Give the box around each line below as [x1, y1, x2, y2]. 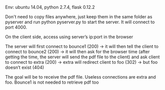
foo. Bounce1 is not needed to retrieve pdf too [5, 79, 99, 85]
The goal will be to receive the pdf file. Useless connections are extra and [5, 74, 156, 80]
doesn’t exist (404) [5, 64, 44, 70]
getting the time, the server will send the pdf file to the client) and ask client [5, 54, 160, 60]
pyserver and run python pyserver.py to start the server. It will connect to [5, 19, 155, 25]
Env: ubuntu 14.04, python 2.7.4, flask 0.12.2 [5, 4, 95, 10]
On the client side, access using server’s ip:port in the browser [5, 34, 133, 40]
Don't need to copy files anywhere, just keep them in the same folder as [5, 14, 153, 19]
